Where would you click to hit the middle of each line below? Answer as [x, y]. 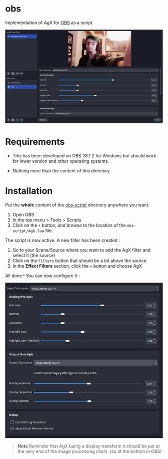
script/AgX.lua [28, 231]
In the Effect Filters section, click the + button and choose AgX [77, 266]
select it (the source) [34, 256]
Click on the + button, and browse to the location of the [69, 225]
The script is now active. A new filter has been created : [62, 241]
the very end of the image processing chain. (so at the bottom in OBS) [89, 451]
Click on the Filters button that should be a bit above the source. [80, 261]
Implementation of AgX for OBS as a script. [49, 23]
